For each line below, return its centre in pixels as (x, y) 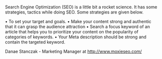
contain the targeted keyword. (35, 42)
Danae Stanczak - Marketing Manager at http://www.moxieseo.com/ (73, 51)
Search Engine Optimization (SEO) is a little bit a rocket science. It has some (81, 7)
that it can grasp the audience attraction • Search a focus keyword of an (77, 27)
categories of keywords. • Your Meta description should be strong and (76, 37)
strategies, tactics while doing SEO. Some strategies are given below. (74, 12)
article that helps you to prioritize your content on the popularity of (72, 32)
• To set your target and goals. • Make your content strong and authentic (78, 22)
